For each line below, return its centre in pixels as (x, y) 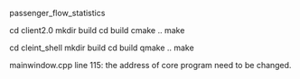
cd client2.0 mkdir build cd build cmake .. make (97, 30)
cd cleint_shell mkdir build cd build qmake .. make (102, 48)
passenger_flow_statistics (57, 13)
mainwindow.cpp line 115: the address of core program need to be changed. (150, 65)
